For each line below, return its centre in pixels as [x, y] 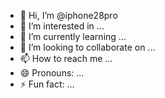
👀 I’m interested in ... [62, 26]
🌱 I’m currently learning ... [73, 36]
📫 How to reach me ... [66, 58]
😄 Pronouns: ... [52, 73]
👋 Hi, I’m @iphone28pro [68, 15]
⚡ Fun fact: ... [47, 84]
